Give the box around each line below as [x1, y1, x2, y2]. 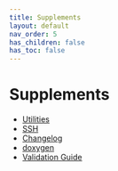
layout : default [9, 21, 69, 30]
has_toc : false [9, 46, 66, 55]
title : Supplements [9, 12, 82, 22]
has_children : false [9, 37, 86, 47]
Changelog [21, 133, 63, 143]
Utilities [21, 114, 51, 125]
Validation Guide [21, 152, 83, 163]
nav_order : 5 [9, 29, 58, 38]
